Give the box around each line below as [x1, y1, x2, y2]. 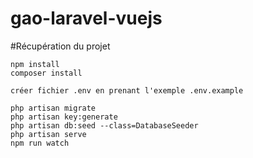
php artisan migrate [10, 103, 97, 113]
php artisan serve [10, 129, 87, 139]
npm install [10, 59, 60, 69]
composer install [10, 68, 83, 78]
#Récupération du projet [10, 40, 111, 52]
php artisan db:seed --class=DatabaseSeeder [10, 120, 199, 131]
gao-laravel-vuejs [10, 7, 163, 30]
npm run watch [10, 138, 70, 148]
